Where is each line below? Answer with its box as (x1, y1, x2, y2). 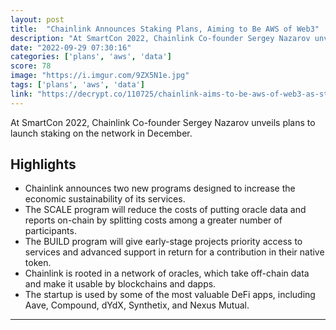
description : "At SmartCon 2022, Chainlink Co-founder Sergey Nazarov (10, 33, 311, 43)
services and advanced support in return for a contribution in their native (24, 246, 325, 258)
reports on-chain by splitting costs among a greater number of (24, 214, 283, 226)
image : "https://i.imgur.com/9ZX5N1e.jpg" (10, 71, 190, 81)
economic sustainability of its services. (24, 193, 186, 205)
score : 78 (10, 61, 52, 71)
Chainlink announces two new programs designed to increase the (24, 182, 296, 195)
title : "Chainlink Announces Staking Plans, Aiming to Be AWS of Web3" (10, 24, 320, 34)
